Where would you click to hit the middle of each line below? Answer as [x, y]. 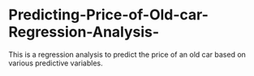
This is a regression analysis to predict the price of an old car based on [127, 54]
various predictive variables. [56, 63]
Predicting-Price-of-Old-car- [109, 15]
